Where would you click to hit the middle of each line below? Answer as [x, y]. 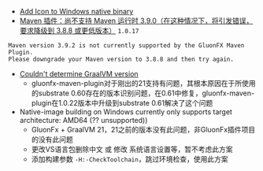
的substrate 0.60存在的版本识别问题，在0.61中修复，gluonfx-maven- [143, 93]
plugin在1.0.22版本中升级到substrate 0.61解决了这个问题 [122, 103]
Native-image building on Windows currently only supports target [126, 112]
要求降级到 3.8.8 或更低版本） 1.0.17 [79, 30]
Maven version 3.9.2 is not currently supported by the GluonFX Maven [126, 46]
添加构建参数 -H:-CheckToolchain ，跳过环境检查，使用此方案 [130, 159]
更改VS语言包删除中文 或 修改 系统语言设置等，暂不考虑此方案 [132, 149]
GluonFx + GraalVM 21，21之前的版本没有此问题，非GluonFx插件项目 [143, 130]
